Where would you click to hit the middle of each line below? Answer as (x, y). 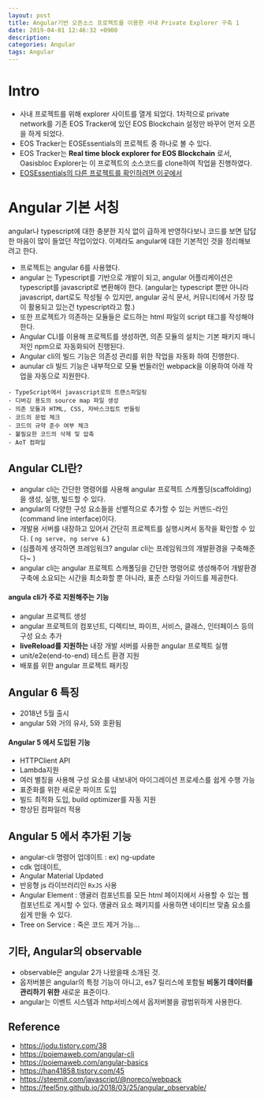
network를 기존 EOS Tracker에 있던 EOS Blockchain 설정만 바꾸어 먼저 (130, 124)
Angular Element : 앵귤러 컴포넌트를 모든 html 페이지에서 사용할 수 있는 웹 (134, 894)
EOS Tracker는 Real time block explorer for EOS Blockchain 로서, (126, 153)
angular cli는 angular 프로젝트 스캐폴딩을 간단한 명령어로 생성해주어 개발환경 (138, 567)
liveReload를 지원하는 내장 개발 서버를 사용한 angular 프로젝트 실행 (124, 645)
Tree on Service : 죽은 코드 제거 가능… (80, 924)
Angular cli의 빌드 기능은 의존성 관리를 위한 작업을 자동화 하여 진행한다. (129, 356)
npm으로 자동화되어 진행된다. (80, 346)
